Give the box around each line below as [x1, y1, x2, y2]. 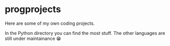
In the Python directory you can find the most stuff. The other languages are [5, 30, 165, 36]
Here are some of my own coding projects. [5, 20, 95, 26]
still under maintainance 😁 [5, 35, 61, 41]
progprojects [5, 4, 61, 15]
